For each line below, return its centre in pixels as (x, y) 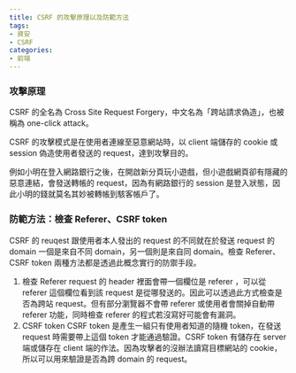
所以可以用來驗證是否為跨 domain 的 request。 (107, 359)
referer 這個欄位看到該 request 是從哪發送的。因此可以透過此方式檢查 (148, 292)
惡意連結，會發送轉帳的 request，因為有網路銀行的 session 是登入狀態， (141, 183)
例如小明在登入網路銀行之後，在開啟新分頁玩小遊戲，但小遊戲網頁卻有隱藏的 (148, 172)
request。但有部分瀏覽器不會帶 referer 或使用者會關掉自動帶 (165, 303)
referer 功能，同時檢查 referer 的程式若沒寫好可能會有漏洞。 (131, 315)
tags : (19, 26)
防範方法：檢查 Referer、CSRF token (88, 220)
